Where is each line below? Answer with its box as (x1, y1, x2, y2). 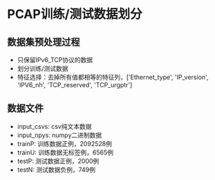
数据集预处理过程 (7, 36, 80, 48)
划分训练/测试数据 (17, 64, 68, 73)
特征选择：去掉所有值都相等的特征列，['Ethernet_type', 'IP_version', (17, 73, 209, 81)
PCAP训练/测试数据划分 (7, 6, 143, 22)
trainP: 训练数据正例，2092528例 (17, 139, 113, 147)
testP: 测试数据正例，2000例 (17, 156, 100, 165)
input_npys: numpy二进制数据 (17, 131, 102, 139)
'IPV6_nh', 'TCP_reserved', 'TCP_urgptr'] (17, 81, 133, 89)
